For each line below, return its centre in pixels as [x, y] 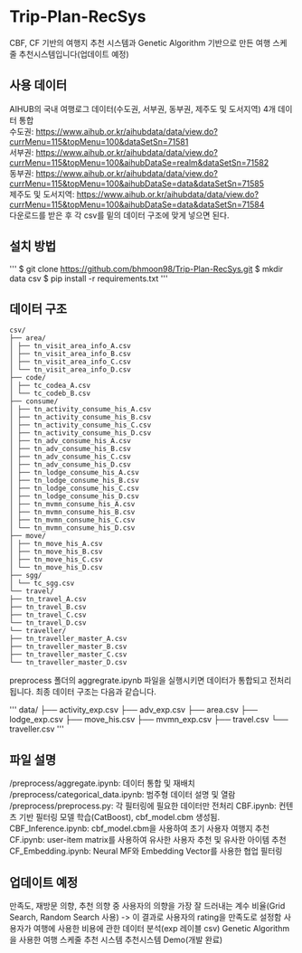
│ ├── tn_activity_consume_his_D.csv [80, 433]
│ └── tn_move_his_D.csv [56, 568]
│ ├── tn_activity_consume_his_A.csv [80, 410]
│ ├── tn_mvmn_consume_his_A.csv [72, 505]
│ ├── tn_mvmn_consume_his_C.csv [72, 520]
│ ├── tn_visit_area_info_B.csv [70, 354]
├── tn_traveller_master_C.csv [68, 655]
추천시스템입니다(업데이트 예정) [74, 54]
